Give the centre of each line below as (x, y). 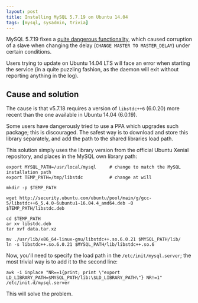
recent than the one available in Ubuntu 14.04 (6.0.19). (72, 115)
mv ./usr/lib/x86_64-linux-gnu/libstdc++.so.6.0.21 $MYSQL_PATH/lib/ (94, 239)
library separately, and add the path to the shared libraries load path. (90, 139)
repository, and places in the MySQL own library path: (72, 156)
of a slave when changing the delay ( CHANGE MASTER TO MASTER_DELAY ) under (98, 45)
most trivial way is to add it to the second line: (62, 262)
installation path (29, 172)
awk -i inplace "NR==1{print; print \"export (63, 273)
